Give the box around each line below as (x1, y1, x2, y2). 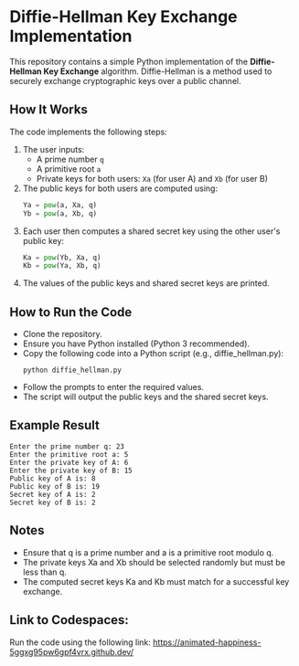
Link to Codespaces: (9, 612, 130, 628)
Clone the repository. (22, 329, 102, 340)
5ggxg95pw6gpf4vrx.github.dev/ (9, 646, 134, 657)
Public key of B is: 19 (9, 481, 101, 491)
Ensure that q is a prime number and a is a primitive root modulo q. (22, 546, 274, 558)
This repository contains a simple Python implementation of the (9, 56, 249, 67)
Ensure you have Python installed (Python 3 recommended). (22, 338, 250, 349)
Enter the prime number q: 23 (9, 441, 125, 451)
